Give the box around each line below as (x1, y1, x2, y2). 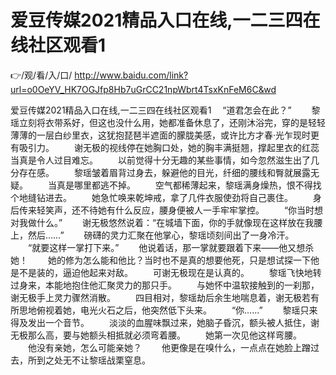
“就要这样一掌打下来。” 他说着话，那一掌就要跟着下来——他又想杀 (27, 241, 315, 253)
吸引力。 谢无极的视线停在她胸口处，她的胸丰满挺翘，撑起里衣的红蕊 (18, 141, 320, 153)
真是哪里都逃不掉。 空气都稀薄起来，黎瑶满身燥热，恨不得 (56, 179, 313, 191)
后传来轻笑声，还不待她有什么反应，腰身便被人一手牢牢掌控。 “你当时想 (10, 204, 324, 216)
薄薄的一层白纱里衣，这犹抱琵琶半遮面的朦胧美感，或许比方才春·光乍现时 (10, 129, 312, 141)
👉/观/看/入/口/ (10, 69, 73, 81)
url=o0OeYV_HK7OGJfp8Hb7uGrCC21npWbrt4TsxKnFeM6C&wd (10, 83, 277, 95)
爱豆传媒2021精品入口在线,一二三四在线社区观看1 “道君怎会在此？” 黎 (10, 104, 321, 116)
